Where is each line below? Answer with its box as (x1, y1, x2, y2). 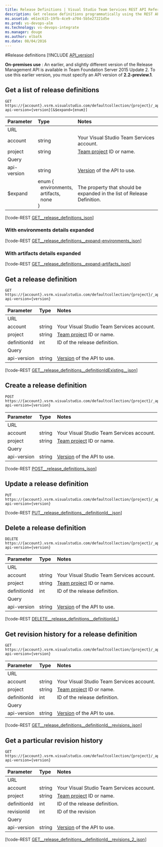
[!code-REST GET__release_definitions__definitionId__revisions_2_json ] (5, 837, 147, 843)
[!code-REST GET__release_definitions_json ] (5, 214, 94, 220)
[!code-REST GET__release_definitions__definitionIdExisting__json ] (5, 367, 138, 373)
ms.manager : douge (5, 30, 42, 35)
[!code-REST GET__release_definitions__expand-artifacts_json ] (5, 261, 131, 267)
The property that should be (77, 184, 142, 191)
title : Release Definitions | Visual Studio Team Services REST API (5, 7, 147, 12)
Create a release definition (5, 381, 87, 389)
